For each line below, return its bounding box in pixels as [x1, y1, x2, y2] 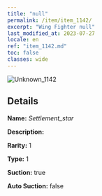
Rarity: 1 [7, 141, 31, 149]
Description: [7, 127, 44, 136]
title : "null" [7, 10, 49, 17]
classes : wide [7, 56, 49, 63]
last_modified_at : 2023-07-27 [7, 29, 96, 37]
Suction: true [7, 168, 46, 176]
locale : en [7, 36, 39, 43]
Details [7, 95, 38, 107]
